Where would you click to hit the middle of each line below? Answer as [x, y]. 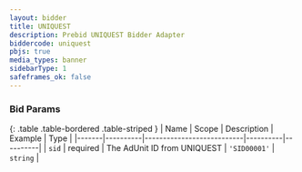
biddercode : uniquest [50, 43]
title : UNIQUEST [40, 26]
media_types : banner [49, 60]
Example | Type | [41, 138]
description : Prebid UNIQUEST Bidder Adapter [97, 35]
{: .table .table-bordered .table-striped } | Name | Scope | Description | [141, 129]
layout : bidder [38, 18]
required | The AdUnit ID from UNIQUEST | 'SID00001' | [171, 148]
